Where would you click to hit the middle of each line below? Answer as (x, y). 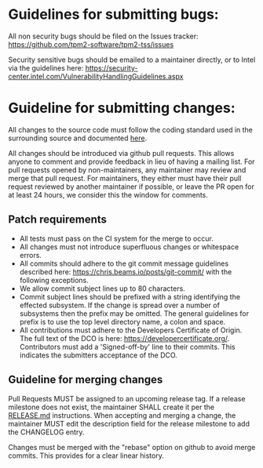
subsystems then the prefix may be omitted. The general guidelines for (134, 313)
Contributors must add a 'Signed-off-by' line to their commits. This (127, 346)
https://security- (111, 67)
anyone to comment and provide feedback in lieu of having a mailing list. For (131, 161)
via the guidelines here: (46, 67)
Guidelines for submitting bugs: (113, 15)
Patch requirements (58, 220)
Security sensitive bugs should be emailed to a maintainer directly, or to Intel (132, 60)
